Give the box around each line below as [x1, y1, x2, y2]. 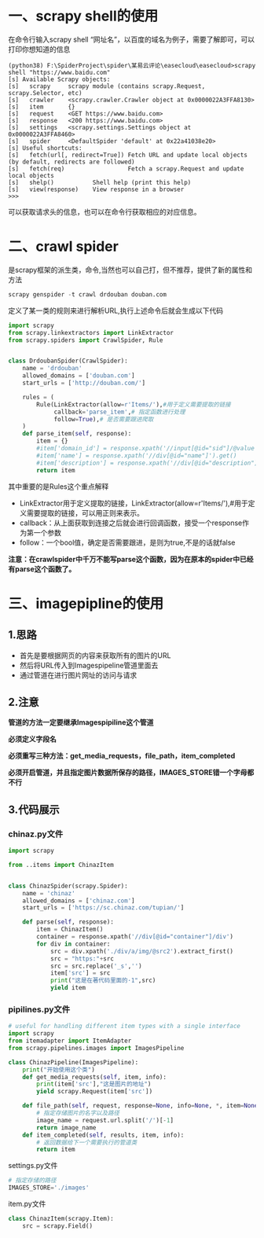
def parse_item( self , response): [22, 430, 132, 438]
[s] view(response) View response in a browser [8, 186, 185, 193]
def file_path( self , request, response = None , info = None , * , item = [22, 1102, 244, 1110]
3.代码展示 [8, 803, 60, 816]
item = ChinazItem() [36, 925, 104, 934]
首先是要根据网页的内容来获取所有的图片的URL [19, 650, 171, 660]
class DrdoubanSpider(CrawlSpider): [8, 357, 128, 366]
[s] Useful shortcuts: [8, 144, 82, 152]
